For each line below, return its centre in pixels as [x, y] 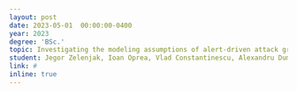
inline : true [33, 74]
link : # [23, 67]
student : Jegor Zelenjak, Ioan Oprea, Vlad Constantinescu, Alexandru [142, 58]
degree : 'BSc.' [37, 42]
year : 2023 [29, 33]
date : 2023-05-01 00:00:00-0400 [71, 25]
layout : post [33, 17]
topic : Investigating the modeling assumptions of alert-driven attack [144, 50]
